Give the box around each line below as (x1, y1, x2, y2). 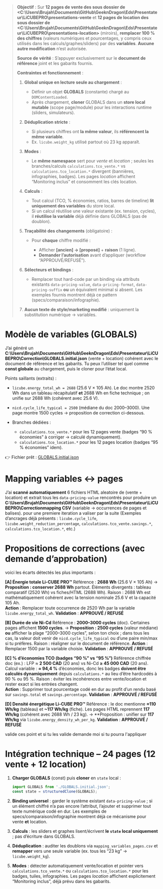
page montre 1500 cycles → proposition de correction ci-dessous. (12, 410, 145, 415)
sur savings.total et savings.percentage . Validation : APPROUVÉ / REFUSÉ (5, 691, 157, 697)
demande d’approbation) (5, 553, 108, 565)
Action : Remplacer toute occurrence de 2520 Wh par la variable (5, 605, 135, 611)
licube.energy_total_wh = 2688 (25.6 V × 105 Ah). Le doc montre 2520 (12, 385, 155, 390)
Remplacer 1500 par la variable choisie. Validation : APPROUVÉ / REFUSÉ (5, 645, 153, 651)
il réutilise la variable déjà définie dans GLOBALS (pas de (31, 213, 147, 219)
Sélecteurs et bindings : (24, 267, 74, 273)
